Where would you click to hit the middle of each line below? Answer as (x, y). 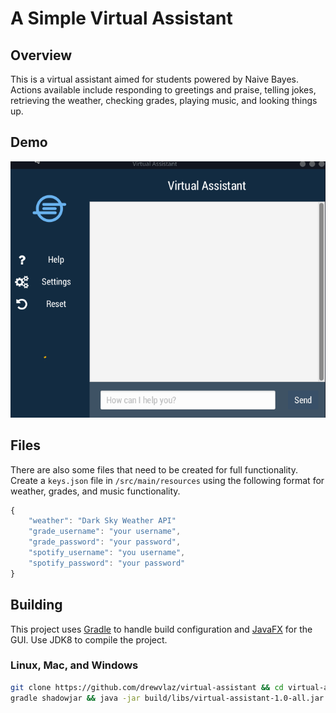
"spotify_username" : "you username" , (107, 553)
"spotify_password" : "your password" (107, 563)
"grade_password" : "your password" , (105, 542)
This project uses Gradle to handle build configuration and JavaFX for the (161, 629)
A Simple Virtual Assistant (121, 18)
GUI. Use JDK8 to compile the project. (89, 639)
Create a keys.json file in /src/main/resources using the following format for (167, 480)
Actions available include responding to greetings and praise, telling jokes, (163, 90)
